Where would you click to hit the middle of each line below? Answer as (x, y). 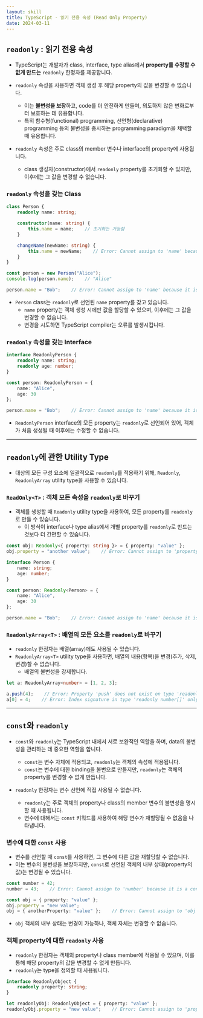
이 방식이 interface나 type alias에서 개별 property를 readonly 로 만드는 (108, 527)
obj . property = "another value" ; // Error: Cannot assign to (89, 552)
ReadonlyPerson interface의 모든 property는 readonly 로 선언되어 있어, (99, 423)
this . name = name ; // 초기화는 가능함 (76, 229)
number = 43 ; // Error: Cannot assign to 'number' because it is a (97, 889)
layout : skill (24, 12)
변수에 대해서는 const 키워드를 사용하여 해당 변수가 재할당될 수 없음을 (106, 818)
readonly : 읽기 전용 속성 (50, 49)
